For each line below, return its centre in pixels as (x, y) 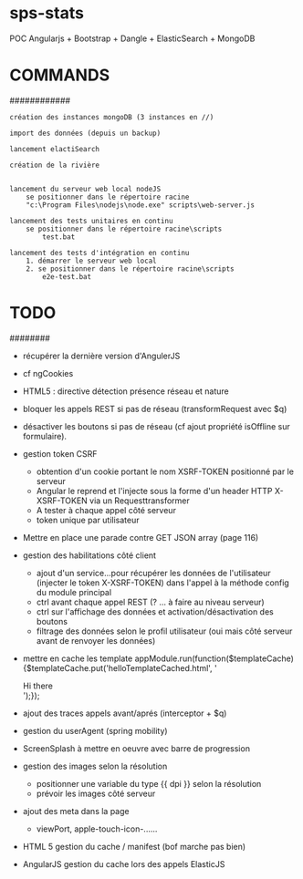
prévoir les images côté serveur (96, 793)
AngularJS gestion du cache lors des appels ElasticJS (124, 863)
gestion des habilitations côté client (89, 555)
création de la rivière (55, 165)
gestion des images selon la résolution (95, 766)
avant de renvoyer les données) (96, 640)
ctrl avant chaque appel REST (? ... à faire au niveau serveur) (150, 602)
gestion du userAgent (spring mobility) (95, 730)
